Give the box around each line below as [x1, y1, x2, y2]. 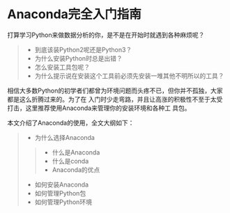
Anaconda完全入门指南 [7, 6, 141, 22]
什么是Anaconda [52, 148, 100, 157]
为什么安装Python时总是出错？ [34, 54, 123, 63]
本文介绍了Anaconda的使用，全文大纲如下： [7, 118, 135, 127]
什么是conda [52, 157, 89, 165]
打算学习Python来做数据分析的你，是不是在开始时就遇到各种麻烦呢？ [7, 31, 205, 39]
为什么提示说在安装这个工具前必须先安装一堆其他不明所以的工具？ [34, 71, 224, 80]
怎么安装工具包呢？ [34, 63, 91, 71]
